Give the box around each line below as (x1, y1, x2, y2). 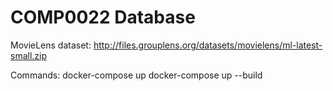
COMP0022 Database (10, 6, 196, 29)
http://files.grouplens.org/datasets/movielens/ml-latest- (93, 39, 323, 51)
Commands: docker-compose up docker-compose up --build (10, 69, 263, 81)
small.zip (10, 49, 48, 61)
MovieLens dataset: (10, 39, 92, 51)
